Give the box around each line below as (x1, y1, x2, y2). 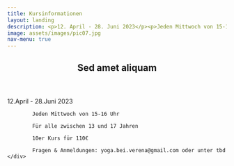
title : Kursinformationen (7, 10, 82, 17)
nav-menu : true (7, 36, 52, 43)
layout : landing (7, 17, 54, 24)
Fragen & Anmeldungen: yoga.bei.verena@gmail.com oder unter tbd (32, 147, 226, 153)
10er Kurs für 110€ (32, 135, 89, 142)
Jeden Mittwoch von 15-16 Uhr (32, 110, 120, 117)
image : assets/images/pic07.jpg (7, 29, 101, 37)
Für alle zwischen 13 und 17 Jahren (32, 122, 139, 129)
